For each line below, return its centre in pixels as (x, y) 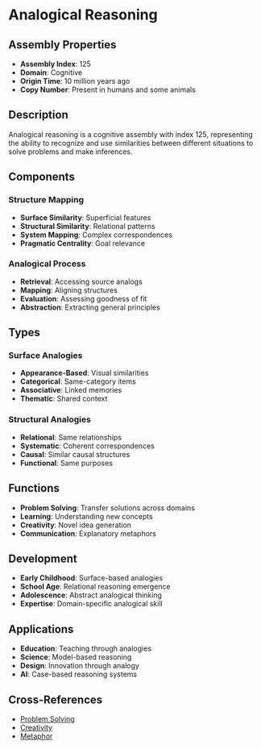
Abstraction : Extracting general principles (90, 307)
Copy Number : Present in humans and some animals (108, 89)
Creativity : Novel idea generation (75, 525)
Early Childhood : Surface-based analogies (91, 578)
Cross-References (56, 699)
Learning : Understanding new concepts (86, 516)
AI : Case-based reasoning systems (79, 674)
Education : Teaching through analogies (85, 649)
